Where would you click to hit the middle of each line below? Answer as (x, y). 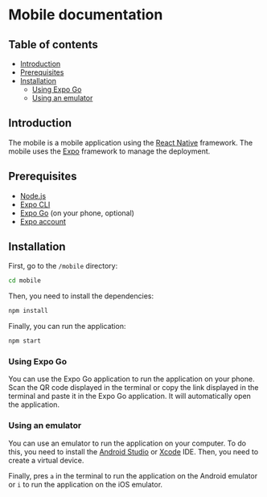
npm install (28, 311)
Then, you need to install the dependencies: (81, 296)
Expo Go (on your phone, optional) (77, 213)
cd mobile (25, 281)
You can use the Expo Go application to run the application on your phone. (131, 379)
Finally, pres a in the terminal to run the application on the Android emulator (133, 475)
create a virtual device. (46, 460)
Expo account (43, 221)
